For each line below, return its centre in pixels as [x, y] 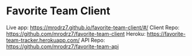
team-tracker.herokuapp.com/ [43, 40]
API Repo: [93, 40]
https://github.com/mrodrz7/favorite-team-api [62, 46]
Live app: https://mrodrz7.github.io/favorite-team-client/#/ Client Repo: [93, 27]
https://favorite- [166, 33]
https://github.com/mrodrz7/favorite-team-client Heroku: [76, 33]
